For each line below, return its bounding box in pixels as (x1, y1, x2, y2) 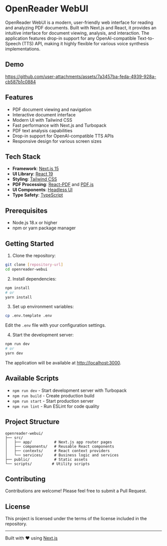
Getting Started (5, 239, 54, 248)
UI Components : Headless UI (12, 187, 73, 193)
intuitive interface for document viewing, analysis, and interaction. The (5, 30, 150, 36)
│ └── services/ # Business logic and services (5, 453, 119, 457)
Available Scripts (5, 374, 59, 383)
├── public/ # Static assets (5, 457, 88, 462)
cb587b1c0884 (5, 79, 36, 85)
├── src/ (5, 435, 23, 440)
